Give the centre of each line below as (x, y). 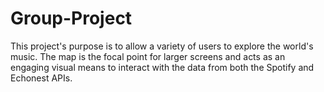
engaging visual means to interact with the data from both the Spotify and (162, 67)
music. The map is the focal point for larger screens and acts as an (148, 56)
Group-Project (71, 18)
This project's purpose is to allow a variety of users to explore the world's (162, 46)
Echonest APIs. (41, 78)
